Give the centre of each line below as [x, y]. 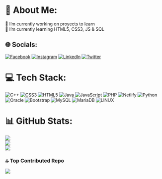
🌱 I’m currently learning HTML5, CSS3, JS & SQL [55, 29]
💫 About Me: [31, 10]
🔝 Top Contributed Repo [35, 161]
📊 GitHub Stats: [39, 121]
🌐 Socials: [21, 45]
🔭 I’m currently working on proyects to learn [50, 24]
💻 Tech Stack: [36, 78]
